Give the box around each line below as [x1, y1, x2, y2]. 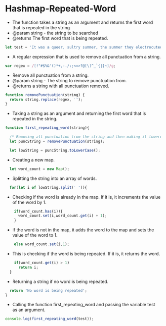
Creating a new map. [12, 157, 55, 163]
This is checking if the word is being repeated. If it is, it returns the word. [12, 251, 160, 257]
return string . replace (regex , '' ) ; [9, 97, 83, 102]
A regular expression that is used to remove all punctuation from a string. [12, 54, 161, 59]
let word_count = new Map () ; [9, 166, 70, 171]
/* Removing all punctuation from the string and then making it [9, 134, 147, 139]
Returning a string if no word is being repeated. [12, 278, 109, 284]
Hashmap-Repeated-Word [5, 3, 116, 14]
